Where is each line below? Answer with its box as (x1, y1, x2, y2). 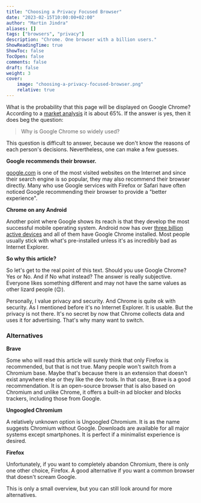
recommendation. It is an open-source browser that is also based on (6, 382, 176, 390)
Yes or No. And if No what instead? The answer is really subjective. (6, 273, 172, 280)
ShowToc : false (6, 48, 44, 54)
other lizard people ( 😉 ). (6, 286, 65, 293)
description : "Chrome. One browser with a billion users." (6, 37, 157, 43)
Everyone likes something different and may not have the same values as (6, 279, 187, 286)
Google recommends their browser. (6, 157, 97, 164)
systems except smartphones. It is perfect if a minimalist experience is (6, 431, 181, 438)
